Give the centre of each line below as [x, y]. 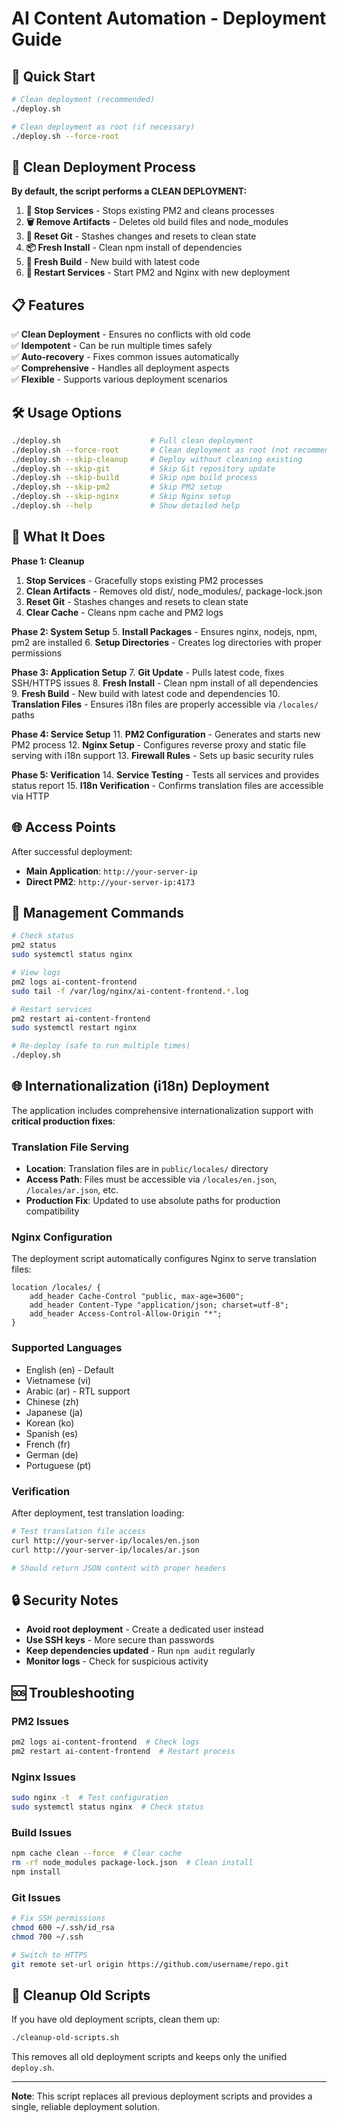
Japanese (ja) [54, 1412]
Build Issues [42, 1832]
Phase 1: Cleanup [48, 561]
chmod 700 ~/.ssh [47, 1937]
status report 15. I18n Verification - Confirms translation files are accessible [167, 785]
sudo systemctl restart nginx [74, 1028]
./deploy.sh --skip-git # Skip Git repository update [143, 468]
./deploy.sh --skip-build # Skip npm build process [134, 478]
